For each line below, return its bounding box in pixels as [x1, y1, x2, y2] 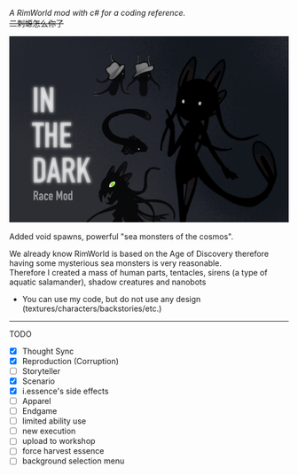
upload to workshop [21, 436, 96, 447]
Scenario [21, 376, 56, 386]
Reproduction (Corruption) [21, 355, 120, 366]
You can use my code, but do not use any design [21, 293, 201, 304]
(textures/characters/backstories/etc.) [21, 303, 162, 314]
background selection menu [21, 456, 125, 466]
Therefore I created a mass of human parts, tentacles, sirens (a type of [9, 267, 268, 277]
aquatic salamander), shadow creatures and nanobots [9, 276, 207, 287]
